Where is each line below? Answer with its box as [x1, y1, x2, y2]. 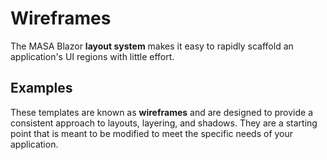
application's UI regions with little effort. [10, 50, 175, 62]
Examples [10, 80, 73, 97]
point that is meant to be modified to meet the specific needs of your [10, 127, 294, 139]
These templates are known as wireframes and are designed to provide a [10, 106, 314, 118]
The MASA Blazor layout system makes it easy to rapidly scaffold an [10, 40, 294, 52]
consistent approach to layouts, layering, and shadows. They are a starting [10, 117, 318, 129]
